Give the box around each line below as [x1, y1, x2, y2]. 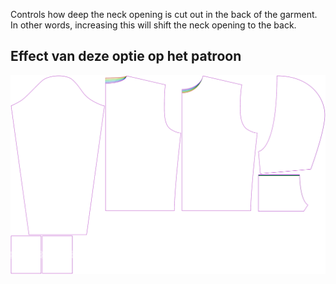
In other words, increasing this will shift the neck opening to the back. [10, 19, 297, 31]
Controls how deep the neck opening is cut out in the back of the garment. [10, 9, 318, 20]
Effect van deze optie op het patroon [10, 48, 242, 65]
